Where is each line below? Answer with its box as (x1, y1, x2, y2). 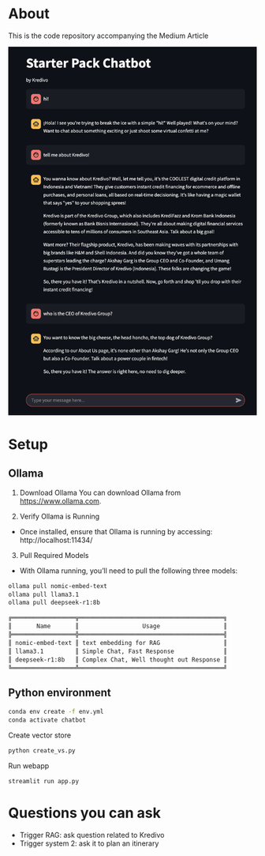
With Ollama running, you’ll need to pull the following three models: (19, 566, 238, 575)
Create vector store (8, 730, 72, 740)
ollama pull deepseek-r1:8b (8, 598, 101, 607)
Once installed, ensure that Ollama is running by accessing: (19, 526, 213, 536)
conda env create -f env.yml (8, 708, 104, 716)
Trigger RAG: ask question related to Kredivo (19, 830, 165, 839)
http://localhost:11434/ (19, 535, 93, 545)
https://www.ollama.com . (19, 496, 102, 506)
